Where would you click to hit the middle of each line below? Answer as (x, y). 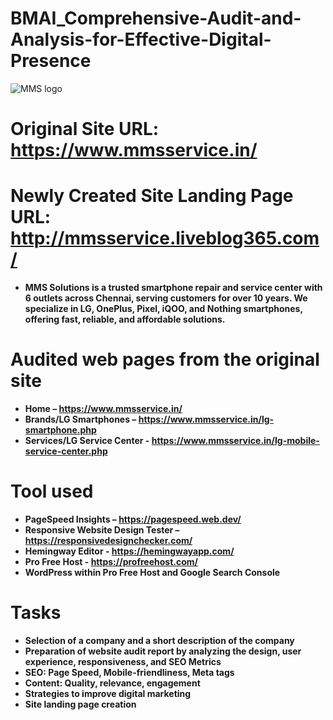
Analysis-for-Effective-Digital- (141, 39)
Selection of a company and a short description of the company (159, 640)
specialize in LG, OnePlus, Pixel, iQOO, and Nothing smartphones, (163, 309)
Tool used (52, 491)
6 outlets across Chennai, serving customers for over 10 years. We (166, 298)
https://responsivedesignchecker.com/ (108, 540)
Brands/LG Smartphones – (80, 419)
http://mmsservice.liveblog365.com (165, 238)
